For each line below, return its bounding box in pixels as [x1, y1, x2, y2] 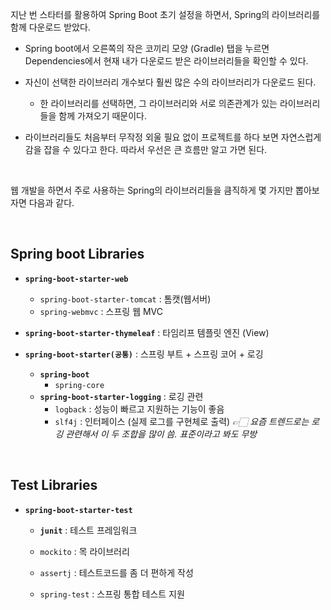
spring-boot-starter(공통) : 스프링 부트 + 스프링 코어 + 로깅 [24, 348, 264, 360]
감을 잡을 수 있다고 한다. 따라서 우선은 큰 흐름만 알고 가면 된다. [24, 144, 268, 155]
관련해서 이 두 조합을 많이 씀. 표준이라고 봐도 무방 [65, 428, 258, 440]
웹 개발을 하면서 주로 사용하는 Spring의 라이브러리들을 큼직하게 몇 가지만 [10, 184, 294, 196]
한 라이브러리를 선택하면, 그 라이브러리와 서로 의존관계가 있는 [39, 98, 278, 109]
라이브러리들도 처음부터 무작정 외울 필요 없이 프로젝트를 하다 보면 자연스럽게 [24, 131, 322, 143]
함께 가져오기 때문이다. [58, 110, 147, 122]
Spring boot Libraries [10, 246, 145, 263]
